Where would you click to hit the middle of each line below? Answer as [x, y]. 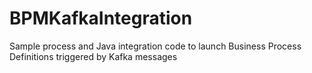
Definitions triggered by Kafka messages [93, 56]
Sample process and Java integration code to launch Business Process [155, 46]
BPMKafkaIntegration [101, 18]
